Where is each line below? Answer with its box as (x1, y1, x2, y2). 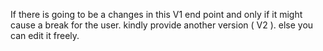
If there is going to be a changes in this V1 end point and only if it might (10, 9, 303, 20)
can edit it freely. (10, 30, 80, 41)
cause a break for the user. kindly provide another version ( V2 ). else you (10, 19, 314, 31)
